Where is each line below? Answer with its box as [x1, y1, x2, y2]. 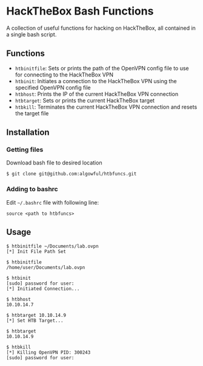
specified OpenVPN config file [15, 84, 91, 91]
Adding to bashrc [6, 185, 59, 194]
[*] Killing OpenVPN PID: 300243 [6, 349, 91, 356]
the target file [15, 109, 49, 117]
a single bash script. [6, 30, 57, 38]
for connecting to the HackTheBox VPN [15, 71, 114, 78]
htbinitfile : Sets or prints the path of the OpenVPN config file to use [15, 64, 189, 72]
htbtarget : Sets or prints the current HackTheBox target [15, 97, 155, 104]
